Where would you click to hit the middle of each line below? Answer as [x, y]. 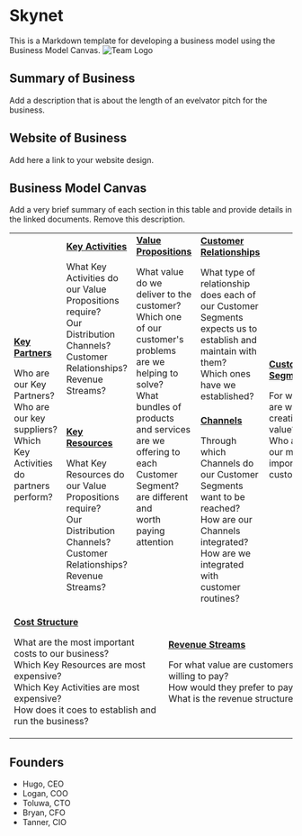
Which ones [226, 373]
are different [162, 497]
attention [155, 542]
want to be [223, 496]
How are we [226, 553]
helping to [157, 373]
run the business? [51, 722]
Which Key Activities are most [77, 687]
